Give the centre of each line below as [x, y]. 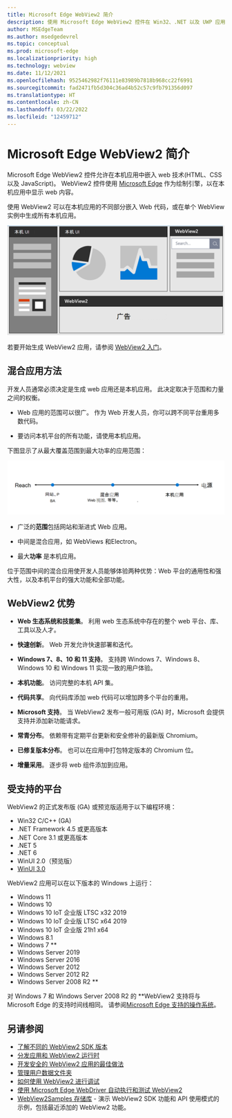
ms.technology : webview [41, 66]
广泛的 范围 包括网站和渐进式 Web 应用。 [74, 526]
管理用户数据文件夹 [45, 1073]
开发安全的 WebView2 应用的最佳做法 [70, 1064]
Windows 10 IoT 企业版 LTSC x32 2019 [72, 913]
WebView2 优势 [41, 604]
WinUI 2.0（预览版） [46, 861]
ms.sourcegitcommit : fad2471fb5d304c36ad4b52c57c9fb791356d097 [100, 88]
